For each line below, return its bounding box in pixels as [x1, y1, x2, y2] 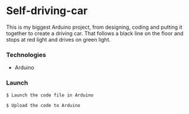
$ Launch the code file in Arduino [6, 92, 94, 98]
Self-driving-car [6, 4, 88, 18]
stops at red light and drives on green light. [6, 36, 111, 43]
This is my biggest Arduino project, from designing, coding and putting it [6, 24, 183, 31]
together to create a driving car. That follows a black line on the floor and [6, 29, 184, 36]
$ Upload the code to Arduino [6, 102, 81, 108]
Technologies [6, 51, 46, 59]
